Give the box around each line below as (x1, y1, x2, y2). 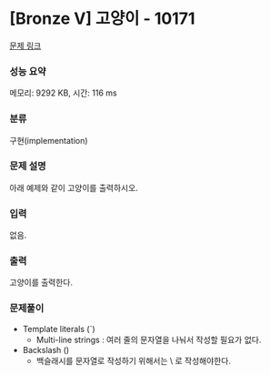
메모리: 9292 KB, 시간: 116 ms (9, 87, 117, 98)
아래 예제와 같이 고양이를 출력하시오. (9, 182, 138, 193)
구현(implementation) (9, 135, 88, 146)
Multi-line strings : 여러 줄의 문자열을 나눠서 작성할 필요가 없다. (35, 334, 262, 345)
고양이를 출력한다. (9, 277, 74, 288)
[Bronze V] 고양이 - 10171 (9, 8, 195, 29)
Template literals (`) (22, 323, 95, 334)
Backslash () (22, 344, 70, 355)
